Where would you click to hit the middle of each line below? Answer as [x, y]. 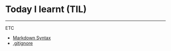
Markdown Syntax [32, 38]
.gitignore [23, 43]
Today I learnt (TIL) [46, 9]
